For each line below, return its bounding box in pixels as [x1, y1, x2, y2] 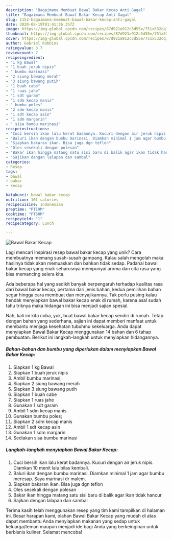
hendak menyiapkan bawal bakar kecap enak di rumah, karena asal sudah [6, 297, 161, 303]
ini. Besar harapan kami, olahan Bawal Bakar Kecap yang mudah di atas [6, 513, 156, 519]
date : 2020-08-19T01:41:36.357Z [6, 21, 75, 27]
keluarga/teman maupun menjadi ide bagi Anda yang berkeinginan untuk [6, 524, 159, 530]
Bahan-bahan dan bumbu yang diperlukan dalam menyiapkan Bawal [6, 346, 156, 352]
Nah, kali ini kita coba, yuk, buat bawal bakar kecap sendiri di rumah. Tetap [6, 313, 164, 319]
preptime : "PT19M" [6, 206, 45, 212]
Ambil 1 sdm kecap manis [13, 408, 67, 414]
